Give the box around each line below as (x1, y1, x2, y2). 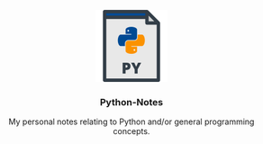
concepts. (113, 126, 150, 137)
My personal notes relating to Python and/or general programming (8, 116, 255, 127)
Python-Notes (99, 95, 164, 108)
